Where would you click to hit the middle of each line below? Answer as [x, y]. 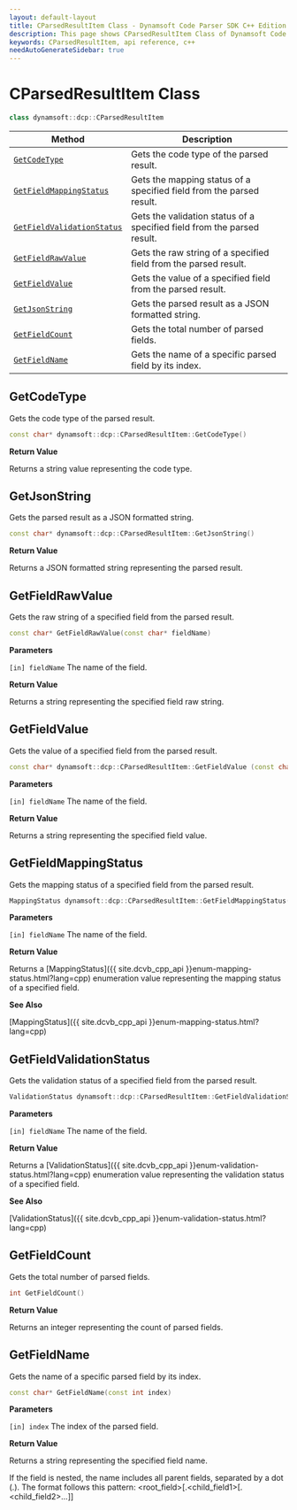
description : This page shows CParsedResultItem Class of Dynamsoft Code [148, 34]
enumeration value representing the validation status [188, 1175]
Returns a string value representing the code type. [101, 468]
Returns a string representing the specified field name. [108, 1460]
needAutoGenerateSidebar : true [67, 50]
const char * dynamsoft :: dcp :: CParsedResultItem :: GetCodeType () [128, 435]
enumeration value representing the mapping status [187, 978]
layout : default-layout [53, 17]
